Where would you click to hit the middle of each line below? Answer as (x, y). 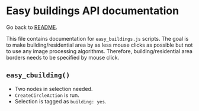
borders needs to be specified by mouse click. (63, 57)
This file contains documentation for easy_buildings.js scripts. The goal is (97, 38)
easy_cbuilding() (38, 75)
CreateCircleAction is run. (47, 95)
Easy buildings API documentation (93, 11)
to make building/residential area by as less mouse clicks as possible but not (99, 45)
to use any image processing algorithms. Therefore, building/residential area (99, 51)
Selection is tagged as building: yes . (60, 101)
